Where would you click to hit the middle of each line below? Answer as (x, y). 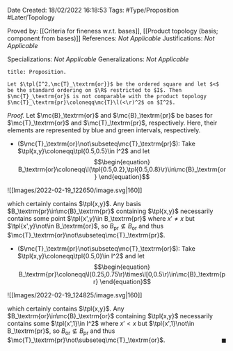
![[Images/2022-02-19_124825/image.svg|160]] (75, 295)
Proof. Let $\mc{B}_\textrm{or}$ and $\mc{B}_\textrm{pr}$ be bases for (110, 115)
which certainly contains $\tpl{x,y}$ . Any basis (74, 204)
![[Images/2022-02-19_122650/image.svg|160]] (75, 190)
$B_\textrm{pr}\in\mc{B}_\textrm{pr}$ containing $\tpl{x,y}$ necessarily (110, 211)
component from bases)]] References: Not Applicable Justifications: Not (111, 38)
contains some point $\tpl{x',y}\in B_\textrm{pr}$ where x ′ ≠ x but (101, 218)
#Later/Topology (31, 17)
